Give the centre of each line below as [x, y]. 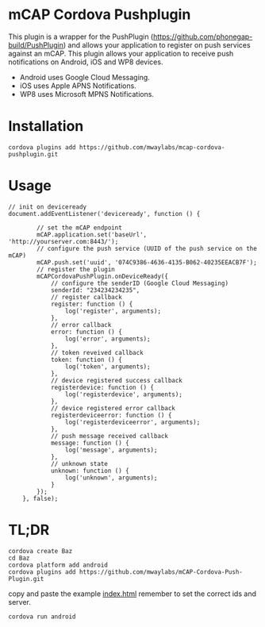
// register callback [86, 297]
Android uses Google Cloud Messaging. [85, 77]
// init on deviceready [48, 207]
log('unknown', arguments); [111, 478]
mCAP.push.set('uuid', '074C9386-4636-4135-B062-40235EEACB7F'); [147, 262]
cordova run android [42, 617]
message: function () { [90, 443]
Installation [46, 127]
